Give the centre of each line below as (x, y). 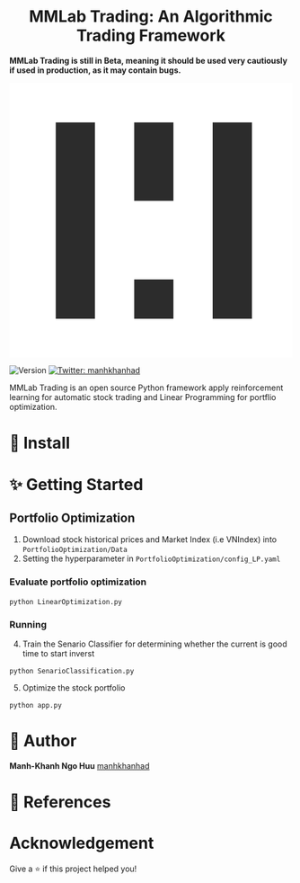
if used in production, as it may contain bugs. (95, 70)
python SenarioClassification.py (72, 672)
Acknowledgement (82, 843)
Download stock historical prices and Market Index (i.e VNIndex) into (149, 540)
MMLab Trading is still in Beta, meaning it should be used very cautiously (148, 60)
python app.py (36, 706)
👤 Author (43, 741)
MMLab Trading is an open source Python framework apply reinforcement (146, 388)
